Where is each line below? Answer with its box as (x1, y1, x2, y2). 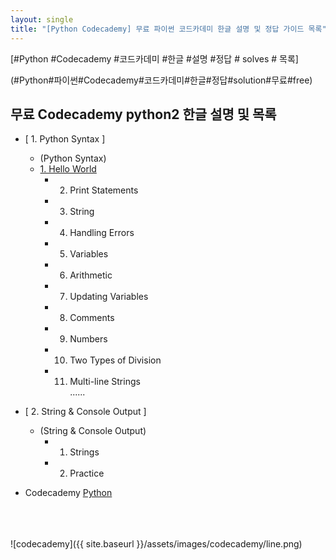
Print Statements (69, 184, 139, 196)
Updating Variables (69, 291, 149, 303)
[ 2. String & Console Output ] (24, 406, 147, 418)
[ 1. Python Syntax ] (24, 133, 106, 145)
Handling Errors (69, 227, 135, 239)
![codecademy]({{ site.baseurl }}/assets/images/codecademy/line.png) (10, 538, 303, 550)
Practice (69, 467, 105, 480)
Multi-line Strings (69, 376, 141, 388)
